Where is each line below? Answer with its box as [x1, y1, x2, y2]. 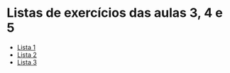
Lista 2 [16, 51, 37, 59]
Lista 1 [16, 43, 36, 51]
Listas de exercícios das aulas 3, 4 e [6, 5, 223, 21]
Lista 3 [16, 58, 37, 66]
